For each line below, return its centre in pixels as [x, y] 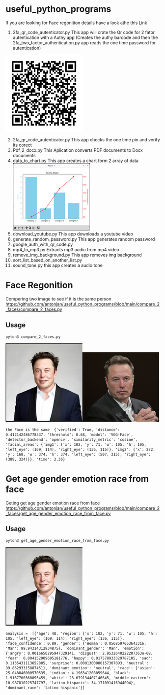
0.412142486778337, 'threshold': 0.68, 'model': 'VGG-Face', [69, 434]
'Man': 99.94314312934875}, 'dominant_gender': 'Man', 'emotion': [75, 649]
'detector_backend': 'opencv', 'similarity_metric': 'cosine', [72, 439]
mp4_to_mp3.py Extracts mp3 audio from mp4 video [66, 250]
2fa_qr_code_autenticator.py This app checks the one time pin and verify [86, 139]
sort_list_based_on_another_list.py [47, 260]
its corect [22, 145]
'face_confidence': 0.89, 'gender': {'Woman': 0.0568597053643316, [76, 644]
